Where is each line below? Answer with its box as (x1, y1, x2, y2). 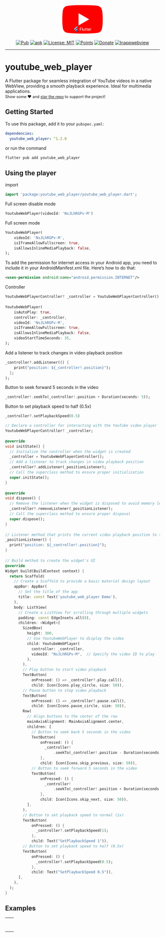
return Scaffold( (9, 574, 45, 579)
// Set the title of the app (18, 589, 78, 594)
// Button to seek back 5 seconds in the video (31, 729, 131, 735)
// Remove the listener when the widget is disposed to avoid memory (9, 501, 155, 506)
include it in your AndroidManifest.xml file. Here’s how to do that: (5, 265, 136, 271)
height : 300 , (27, 631, 54, 636)
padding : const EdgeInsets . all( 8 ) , (18, 615, 91, 620)
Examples (5, 904, 36, 912)
